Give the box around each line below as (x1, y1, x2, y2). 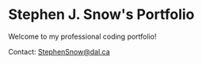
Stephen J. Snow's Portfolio (8, 6, 195, 24)
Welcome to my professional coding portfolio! (8, 32, 157, 41)
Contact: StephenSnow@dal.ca (8, 47, 111, 56)
